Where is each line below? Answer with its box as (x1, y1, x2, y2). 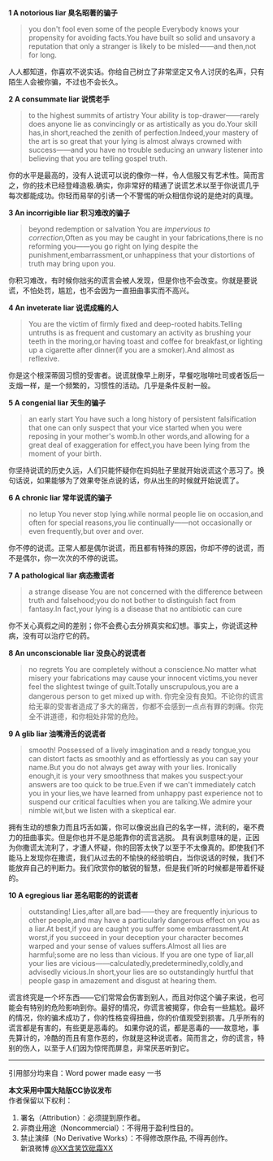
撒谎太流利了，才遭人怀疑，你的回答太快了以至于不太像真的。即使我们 (22, 843, 258, 852)
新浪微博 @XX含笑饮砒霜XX (19, 1143, 114, 1153)
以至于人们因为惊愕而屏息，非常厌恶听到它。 (43, 1043, 193, 1053)
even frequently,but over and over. (28, 526, 145, 535)
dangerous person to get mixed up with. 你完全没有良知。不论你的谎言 (28, 691, 264, 701)
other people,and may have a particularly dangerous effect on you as (28, 916, 260, 925)
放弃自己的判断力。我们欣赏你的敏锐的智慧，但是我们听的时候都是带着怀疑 (15, 863, 265, 873)
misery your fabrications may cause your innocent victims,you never (28, 674, 258, 682)
